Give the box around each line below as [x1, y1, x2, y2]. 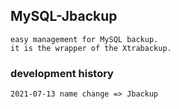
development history [10, 66, 114, 80]
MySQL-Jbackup [10, 8, 118, 25]
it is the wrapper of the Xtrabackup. [10, 43, 172, 53]
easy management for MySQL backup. [10, 34, 159, 44]
